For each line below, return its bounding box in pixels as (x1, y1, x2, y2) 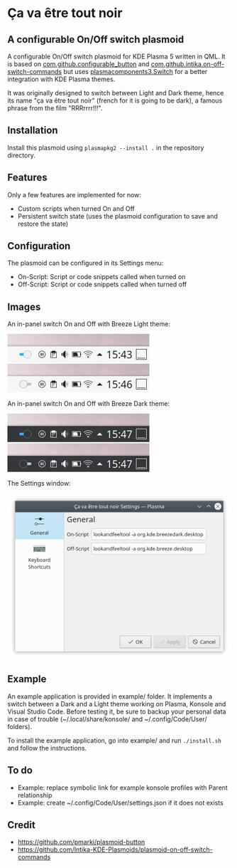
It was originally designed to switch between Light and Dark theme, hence (7, 89, 224, 97)
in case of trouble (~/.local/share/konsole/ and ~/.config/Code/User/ (7, 714, 207, 723)
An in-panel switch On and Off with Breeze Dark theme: (7, 399, 170, 408)
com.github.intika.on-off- (150, 60, 225, 68)
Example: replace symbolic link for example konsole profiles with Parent (17, 783, 228, 792)
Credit (7, 819, 35, 831)
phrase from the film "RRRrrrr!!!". (7, 104, 103, 112)
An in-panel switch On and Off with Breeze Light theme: (7, 320, 170, 328)
